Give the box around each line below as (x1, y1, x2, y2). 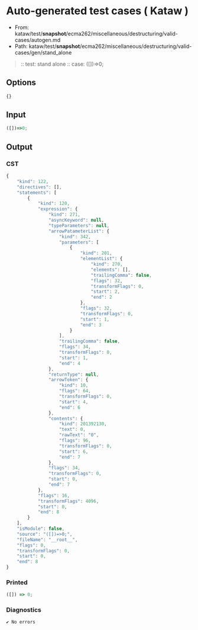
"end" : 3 (80, 322, 102, 328)
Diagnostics (6, 606, 41, 614)
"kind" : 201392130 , (59, 421, 108, 427)
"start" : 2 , (90, 289, 120, 295)
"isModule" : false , (17, 526, 65, 532)
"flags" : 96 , (59, 437, 92, 443)
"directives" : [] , (17, 184, 62, 190)
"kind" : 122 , (17, 178, 49, 184)
